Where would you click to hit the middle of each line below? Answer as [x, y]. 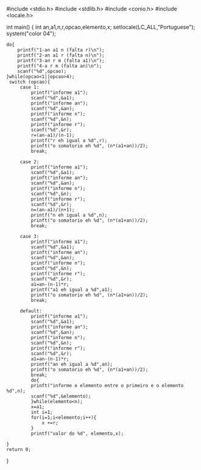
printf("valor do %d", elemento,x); [77, 433]
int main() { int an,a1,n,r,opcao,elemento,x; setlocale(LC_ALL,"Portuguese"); [101, 27]
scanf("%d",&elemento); [61, 396]
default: [31, 311]
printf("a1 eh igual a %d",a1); [72, 290]
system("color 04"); [31, 33]
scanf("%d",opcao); [42, 71]
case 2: [30, 162]
